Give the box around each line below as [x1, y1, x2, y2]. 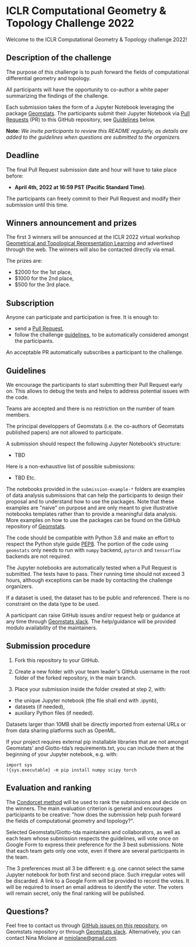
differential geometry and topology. [6, 74, 91, 81]
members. [6, 411, 31, 418]
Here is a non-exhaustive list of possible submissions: [6, 463, 136, 469]
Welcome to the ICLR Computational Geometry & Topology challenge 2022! [6, 36, 188, 43]
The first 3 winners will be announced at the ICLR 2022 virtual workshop [6, 234, 180, 241]
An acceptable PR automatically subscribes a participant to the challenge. [6, 349, 184, 356]
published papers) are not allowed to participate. [6, 429, 123, 435]
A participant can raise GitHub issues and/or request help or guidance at [6, 612, 181, 619]
